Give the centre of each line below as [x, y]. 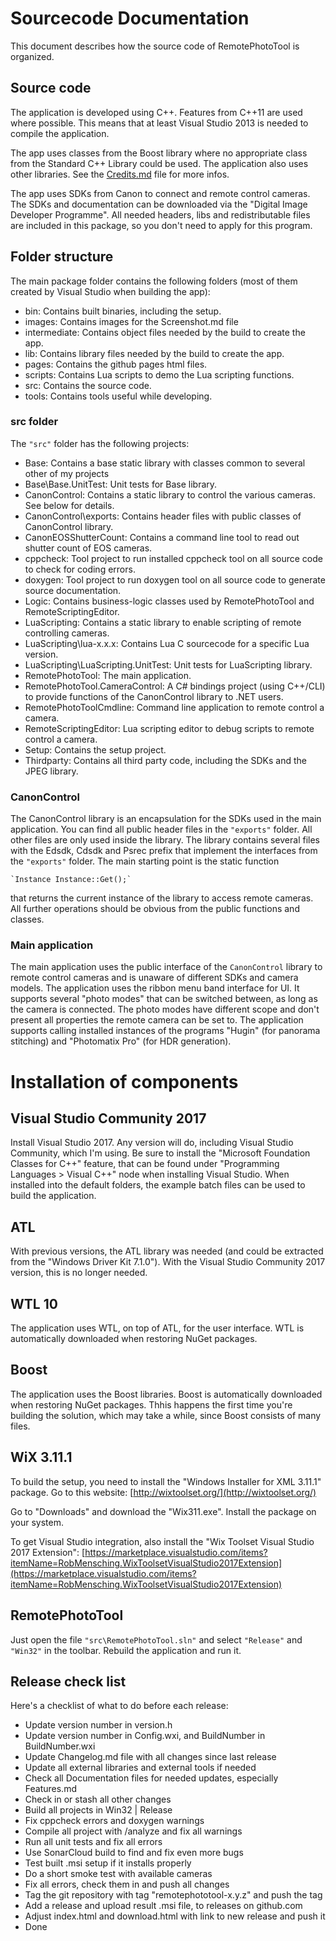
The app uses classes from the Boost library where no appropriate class [159, 153]
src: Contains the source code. [88, 385]
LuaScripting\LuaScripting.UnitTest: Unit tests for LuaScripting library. [168, 664]
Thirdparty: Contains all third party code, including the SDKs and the [165, 760]
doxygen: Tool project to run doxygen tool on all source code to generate [175, 579]
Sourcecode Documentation [130, 18]
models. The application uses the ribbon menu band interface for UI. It [155, 988]
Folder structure [62, 257]
